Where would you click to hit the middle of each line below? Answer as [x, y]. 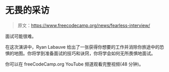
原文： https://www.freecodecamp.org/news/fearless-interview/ [84, 25]
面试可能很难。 [21, 36]
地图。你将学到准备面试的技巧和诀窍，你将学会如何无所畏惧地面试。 [84, 53]
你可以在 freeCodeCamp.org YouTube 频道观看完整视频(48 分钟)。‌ [74, 64]
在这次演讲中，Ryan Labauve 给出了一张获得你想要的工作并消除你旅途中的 [82, 47]
